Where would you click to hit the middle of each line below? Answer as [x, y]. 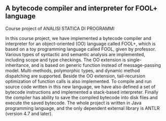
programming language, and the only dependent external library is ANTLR [82, 108]
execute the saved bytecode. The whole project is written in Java [73, 103]
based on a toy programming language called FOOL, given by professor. [81, 49]
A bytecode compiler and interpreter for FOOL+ [81, 8]
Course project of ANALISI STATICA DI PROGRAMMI [60, 28]
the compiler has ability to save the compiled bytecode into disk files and [81, 97]
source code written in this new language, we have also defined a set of [80, 87]
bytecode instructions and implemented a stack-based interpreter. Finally [82, 92]
